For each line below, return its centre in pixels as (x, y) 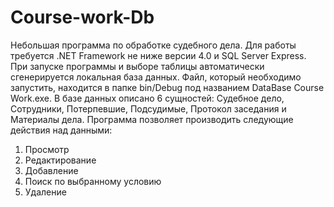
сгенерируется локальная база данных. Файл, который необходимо (156, 77)
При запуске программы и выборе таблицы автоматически (137, 66)
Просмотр (47, 149)
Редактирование (60, 160)
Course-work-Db (82, 17)
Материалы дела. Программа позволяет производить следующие (152, 119)
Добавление (51, 170)
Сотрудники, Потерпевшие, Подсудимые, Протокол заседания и (148, 108)
